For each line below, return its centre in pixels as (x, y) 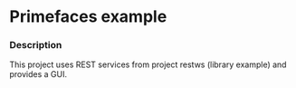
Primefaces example (88, 17)
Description (36, 45)
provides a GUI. (38, 74)
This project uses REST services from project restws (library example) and (148, 64)
